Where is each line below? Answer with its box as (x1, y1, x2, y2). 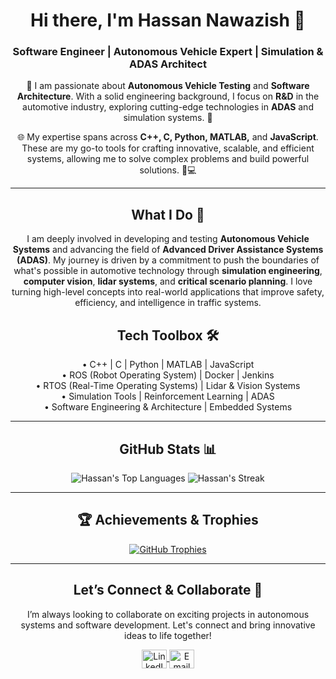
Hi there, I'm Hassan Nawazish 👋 (30, 9, 306, 32)
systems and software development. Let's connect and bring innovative (20, 619, 316, 631)
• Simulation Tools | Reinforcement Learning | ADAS (61, 390, 275, 403)
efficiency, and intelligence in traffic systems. (74, 297, 262, 309)
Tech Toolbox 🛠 (116, 327, 220, 344)
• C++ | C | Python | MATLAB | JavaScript (81, 359, 255, 371)
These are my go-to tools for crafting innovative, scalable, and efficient (21, 142, 315, 154)
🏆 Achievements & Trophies (77, 512, 259, 529)
